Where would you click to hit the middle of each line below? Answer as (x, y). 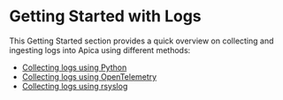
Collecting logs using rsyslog (75, 86)
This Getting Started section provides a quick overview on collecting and (141, 41)
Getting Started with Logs (105, 16)
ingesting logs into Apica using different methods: (100, 50)
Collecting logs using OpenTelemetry (89, 76)
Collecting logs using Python (74, 67)
